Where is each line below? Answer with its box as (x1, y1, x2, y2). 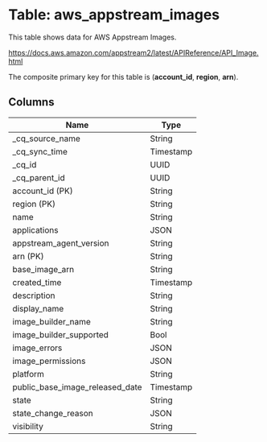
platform (12, 368, 44, 379)
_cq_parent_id (12, 171, 66, 183)
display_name (12, 303, 64, 314)
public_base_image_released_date (12, 381, 142, 392)
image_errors (12, 342, 63, 353)
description (12, 290, 55, 301)
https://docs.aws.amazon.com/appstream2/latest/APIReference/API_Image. (8, 48, 259, 57)
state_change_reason (12, 407, 94, 419)
